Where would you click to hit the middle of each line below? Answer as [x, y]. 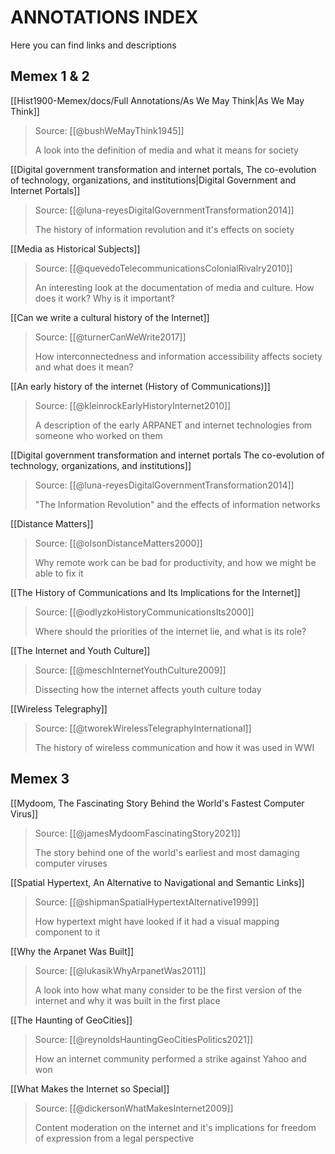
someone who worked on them [98, 435]
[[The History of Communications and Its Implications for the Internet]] [155, 592]
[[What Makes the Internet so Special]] [90, 1088]
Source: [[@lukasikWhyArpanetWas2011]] [120, 970]
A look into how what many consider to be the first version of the [168, 990]
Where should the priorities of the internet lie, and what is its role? [170, 631]
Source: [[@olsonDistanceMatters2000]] [118, 543]
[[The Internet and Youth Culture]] [80, 650]
